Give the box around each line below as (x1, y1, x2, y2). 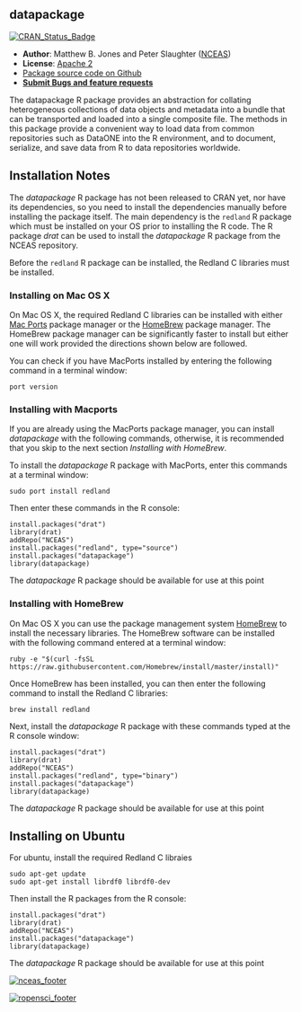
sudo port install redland (9, 487, 111, 497)
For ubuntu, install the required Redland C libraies (9, 852, 193, 863)
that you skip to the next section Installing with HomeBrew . (9, 443, 227, 453)
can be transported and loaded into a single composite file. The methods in (9, 113, 288, 124)
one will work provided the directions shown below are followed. (9, 338, 248, 348)
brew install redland (9, 705, 91, 714)
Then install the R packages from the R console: (9, 893, 187, 904)
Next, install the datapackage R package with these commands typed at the (9, 720, 291, 731)
